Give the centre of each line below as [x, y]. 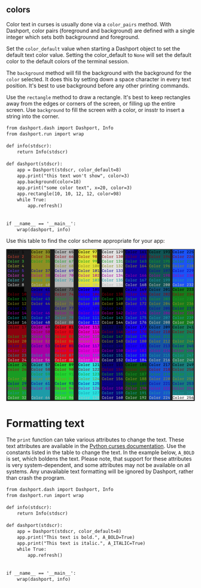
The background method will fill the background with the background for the [99, 73]
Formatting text [45, 423]
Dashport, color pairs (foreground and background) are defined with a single [100, 31]
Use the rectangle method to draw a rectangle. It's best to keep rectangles [98, 97]
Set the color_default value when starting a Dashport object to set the [93, 48]
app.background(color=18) [49, 182]
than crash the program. [36, 478]
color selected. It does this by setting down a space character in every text [99, 79]
